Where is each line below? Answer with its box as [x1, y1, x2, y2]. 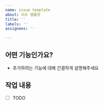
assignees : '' [5, 26, 35, 31]
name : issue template [5, 7, 51, 13]
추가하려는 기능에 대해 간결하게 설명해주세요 [12, 65, 99, 71]
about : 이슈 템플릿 [5, 12, 41, 17]
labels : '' [5, 21, 28, 27]
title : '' [5, 17, 26, 22]
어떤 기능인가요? [5, 50, 53, 59]
